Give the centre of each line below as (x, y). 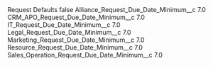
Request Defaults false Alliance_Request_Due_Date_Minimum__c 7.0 (106, 10)
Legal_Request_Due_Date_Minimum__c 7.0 (69, 32)
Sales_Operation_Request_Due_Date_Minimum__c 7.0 (85, 55)
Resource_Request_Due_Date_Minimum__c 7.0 (75, 47)
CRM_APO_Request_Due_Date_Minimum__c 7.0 (76, 17)
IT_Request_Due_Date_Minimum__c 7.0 (64, 25)
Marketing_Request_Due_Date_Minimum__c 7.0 (76, 40)
